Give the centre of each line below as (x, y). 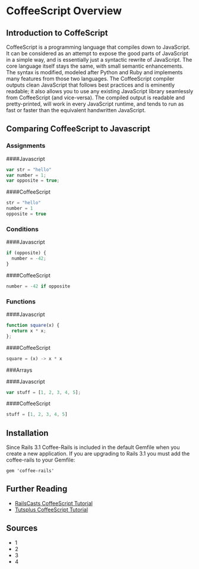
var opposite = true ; (33, 181)
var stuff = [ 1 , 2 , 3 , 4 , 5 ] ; (44, 392)
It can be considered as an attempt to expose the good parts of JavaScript (97, 53)
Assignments (26, 146)
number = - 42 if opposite (38, 286)
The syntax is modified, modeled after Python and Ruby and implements (94, 72)
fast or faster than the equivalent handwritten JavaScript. (76, 110)
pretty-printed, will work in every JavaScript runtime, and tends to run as (95, 104)
